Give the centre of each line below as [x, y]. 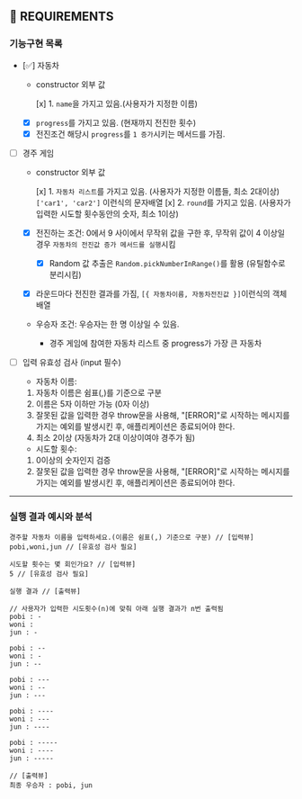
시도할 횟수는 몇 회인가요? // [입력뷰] [73, 565]
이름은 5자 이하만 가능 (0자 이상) [93, 404]
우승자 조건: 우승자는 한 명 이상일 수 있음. [107, 324]
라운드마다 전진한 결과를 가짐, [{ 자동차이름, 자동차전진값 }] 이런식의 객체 [161, 294]
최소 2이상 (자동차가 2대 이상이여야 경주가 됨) [115, 438]
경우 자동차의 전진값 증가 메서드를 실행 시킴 [106, 244]
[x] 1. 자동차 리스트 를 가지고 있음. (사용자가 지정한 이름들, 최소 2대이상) [158, 191]
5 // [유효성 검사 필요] [49, 574]
